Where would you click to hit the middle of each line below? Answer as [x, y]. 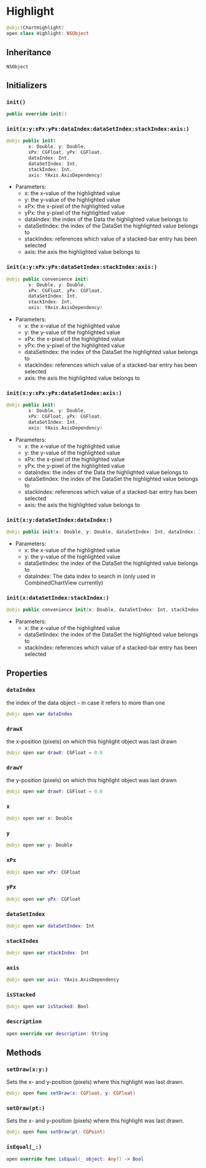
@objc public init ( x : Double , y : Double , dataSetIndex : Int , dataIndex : [101, 532]
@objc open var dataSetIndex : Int [51, 926]
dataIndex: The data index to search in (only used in [90, 576]
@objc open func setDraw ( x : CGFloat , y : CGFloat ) [71, 1093]
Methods [24, 1052]
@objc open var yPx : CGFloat [44, 899]
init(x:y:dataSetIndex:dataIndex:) [59, 520]
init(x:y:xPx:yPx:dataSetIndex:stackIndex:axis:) [82, 267]
